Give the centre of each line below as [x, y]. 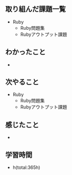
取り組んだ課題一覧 [35, 9]
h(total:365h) [26, 167]
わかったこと [26, 52]
